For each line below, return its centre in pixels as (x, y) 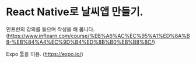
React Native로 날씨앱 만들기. (75, 12)
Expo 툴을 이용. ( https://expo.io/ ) (45, 54)
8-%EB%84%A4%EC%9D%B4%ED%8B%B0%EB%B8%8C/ (80, 42)
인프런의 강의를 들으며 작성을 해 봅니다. (50, 29)
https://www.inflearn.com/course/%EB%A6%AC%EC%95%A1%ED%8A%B (99, 36)
